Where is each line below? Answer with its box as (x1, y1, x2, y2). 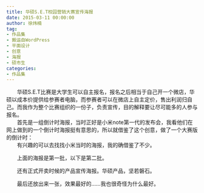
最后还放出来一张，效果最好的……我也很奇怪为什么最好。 (16, 180, 160, 188)
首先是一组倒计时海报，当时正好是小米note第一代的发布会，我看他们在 (16, 119, 193, 126)
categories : (6, 65, 36, 72)
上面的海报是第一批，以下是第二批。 (16, 154, 107, 161)
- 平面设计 (6, 43, 30, 49)
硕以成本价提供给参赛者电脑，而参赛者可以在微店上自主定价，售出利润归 (6, 96, 187, 103)
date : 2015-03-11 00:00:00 (6, 15, 75, 21)
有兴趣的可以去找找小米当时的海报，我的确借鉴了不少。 (16, 141, 155, 149)
